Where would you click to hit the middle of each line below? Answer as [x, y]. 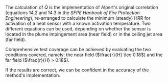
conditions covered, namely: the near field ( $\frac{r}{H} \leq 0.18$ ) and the [84, 55]
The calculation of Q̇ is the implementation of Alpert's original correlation [82, 7]
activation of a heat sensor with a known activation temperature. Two [78, 23]
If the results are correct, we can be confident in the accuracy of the [77, 70]
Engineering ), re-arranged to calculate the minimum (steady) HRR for [78, 18]
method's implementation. [33, 75]
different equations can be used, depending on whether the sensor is [78, 29]
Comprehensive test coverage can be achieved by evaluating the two [78, 49]
